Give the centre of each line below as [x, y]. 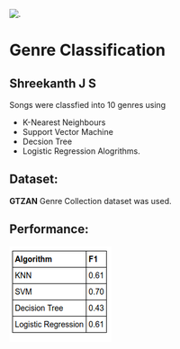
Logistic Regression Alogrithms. [81, 151]
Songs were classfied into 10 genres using [88, 105]
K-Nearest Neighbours [64, 122]
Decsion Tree [47, 141]
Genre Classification [88, 50]
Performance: [49, 229]
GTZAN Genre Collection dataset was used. [91, 201]
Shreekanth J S [53, 83]
